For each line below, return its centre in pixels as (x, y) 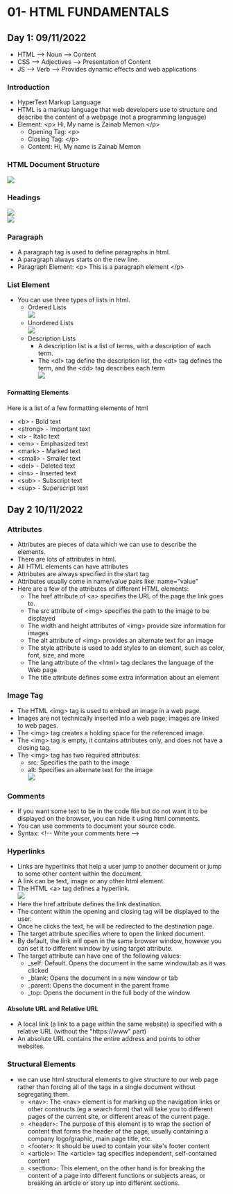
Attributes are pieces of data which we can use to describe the (107, 545)
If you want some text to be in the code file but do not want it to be (112, 811)
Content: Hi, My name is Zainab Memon (84, 147)
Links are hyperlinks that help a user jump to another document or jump (119, 867)
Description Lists (52, 338)
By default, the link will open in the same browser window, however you (119, 941)
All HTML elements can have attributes (72, 566)
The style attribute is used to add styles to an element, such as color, (126, 648)
